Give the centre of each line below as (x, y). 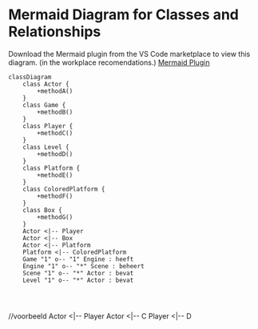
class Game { (44, 105)
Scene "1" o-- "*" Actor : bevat (78, 273)
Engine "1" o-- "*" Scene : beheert (84, 266)
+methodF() (55, 196)
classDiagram (30, 77)
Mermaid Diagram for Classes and (124, 15)
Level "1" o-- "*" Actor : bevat (78, 280)
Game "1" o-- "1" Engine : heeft (78, 259)
